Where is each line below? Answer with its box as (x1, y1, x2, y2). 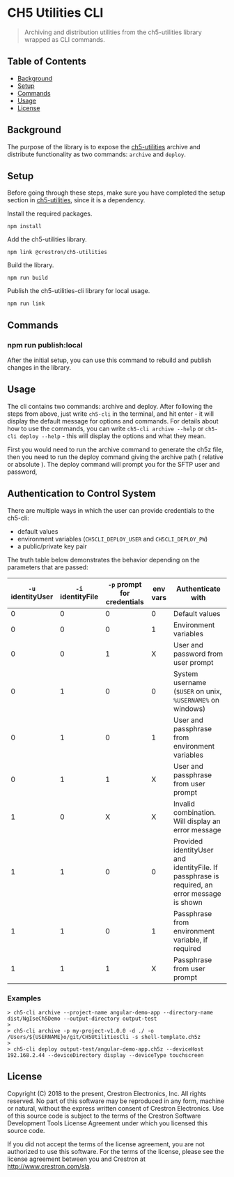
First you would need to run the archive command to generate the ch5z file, (7, 445, 224, 453)
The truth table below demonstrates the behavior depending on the (7, 555, 200, 564)
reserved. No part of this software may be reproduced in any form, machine (7, 1097, 225, 1105)
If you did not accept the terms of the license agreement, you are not (7, 1139, 205, 1148)
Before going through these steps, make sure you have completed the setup (7, 188, 226, 197)
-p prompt (107, 579, 142, 589)
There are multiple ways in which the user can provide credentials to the (7, 506, 214, 514)
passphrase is (173, 871, 219, 880)
